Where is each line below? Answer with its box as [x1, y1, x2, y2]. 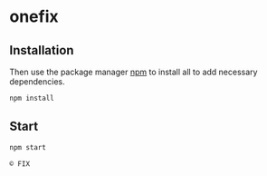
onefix [9, 6, 59, 27]
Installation [9, 43, 74, 58]
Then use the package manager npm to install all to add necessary [9, 66, 258, 77]
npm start [9, 142, 47, 152]
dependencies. [9, 76, 65, 87]
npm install [9, 93, 54, 103]
